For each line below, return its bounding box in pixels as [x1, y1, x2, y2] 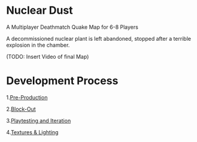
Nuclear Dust [6, 4, 73, 17]
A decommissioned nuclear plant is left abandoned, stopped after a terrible [6, 35, 192, 42]
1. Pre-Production [6, 93, 48, 101]
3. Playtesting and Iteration [6, 117, 71, 124]
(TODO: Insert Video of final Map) [6, 53, 89, 60]
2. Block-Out [6, 105, 36, 113]
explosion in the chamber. [6, 41, 70, 49]
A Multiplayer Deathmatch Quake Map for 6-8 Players [6, 23, 139, 31]
